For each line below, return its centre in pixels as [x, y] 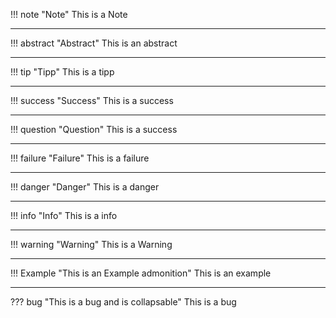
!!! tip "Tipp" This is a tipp [62, 72]
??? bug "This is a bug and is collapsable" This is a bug [123, 302]
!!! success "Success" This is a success [92, 100]
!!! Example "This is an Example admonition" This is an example [141, 273]
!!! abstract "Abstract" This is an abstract [94, 43]
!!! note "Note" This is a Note [69, 14]
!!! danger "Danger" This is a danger [85, 187]
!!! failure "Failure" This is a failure [80, 158]
